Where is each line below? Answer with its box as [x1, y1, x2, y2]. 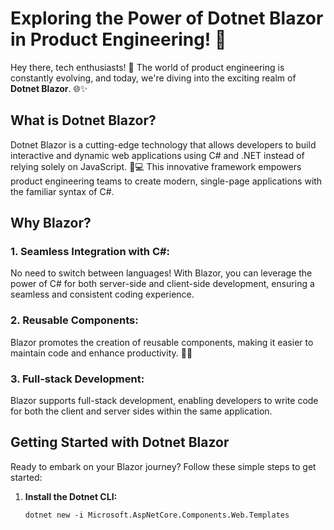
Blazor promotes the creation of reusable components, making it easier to [10, 336, 314, 348]
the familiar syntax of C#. [10, 185, 115, 197]
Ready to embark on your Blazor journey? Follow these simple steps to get [10, 460, 317, 472]
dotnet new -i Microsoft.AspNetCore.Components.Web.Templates [24, 510, 290, 520]
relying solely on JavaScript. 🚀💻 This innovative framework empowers [10, 160, 302, 172]
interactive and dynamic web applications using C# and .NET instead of [10, 149, 305, 161]
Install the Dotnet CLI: [24, 490, 118, 502]
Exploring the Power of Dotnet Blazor [10, 7, 324, 30]
